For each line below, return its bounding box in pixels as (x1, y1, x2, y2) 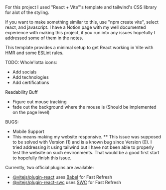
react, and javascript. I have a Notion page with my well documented (5, 24, 146, 30)
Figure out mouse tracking (12, 99, 67, 105)
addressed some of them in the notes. (5, 35, 83, 41)
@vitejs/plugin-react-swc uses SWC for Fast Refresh (12, 180, 121, 185)
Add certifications (12, 79, 49, 85)
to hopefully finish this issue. (12, 155, 72, 161)
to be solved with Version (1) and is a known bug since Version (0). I (12, 139, 152, 145)
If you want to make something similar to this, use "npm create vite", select (5, 19, 159, 25)
